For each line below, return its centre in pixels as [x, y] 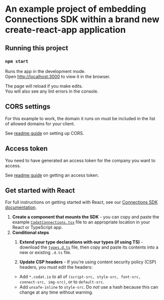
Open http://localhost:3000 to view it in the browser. [58, 76]
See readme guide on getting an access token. [52, 175]
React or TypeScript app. [37, 227]
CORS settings [28, 107]
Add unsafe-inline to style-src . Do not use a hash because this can [89, 287]
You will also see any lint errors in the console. [52, 91]
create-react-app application [65, 30]
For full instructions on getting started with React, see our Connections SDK [82, 202]
